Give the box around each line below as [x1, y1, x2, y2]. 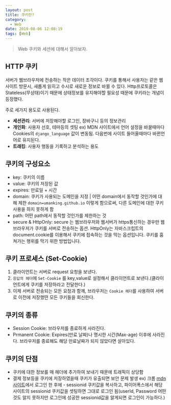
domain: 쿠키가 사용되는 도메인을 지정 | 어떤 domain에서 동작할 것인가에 [12, 193, 157, 199]
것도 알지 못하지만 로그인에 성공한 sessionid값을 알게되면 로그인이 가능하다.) [12, 394, 165, 401]
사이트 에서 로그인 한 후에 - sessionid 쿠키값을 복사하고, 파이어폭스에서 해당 [12, 382, 163, 388]
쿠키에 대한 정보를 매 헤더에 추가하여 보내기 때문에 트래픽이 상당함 [12, 369, 144, 375]
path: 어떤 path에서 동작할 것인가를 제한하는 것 [12, 212, 107, 219]
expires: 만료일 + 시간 [12, 187, 57, 193]
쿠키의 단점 [5, 354, 38, 363]
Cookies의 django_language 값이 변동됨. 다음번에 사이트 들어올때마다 [12, 130, 152, 136]
